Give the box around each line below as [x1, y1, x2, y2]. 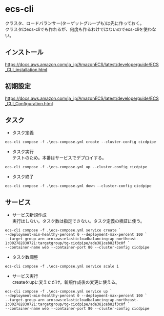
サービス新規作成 [12, 212, 47, 218]
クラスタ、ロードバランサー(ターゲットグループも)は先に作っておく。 [5, 20, 144, 26]
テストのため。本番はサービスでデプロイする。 [12, 155, 106, 161]
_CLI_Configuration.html [5, 100, 53, 106]
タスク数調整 [12, 254, 38, 260]
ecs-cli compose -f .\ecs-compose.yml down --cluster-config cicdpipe [5, 183, 152, 189]
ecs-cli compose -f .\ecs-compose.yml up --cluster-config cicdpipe [5, 165, 147, 170]
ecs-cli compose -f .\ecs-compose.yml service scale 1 [5, 264, 119, 269]
